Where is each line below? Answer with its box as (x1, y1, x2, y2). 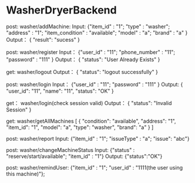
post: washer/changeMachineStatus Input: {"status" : (6, 146, 135, 153)
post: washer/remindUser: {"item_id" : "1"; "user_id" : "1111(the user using (6, 164, 183, 171)
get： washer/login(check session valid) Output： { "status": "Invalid (6, 99, 172, 106)
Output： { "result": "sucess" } (6, 36, 80, 43)
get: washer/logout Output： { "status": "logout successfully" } (6, 68, 159, 75)
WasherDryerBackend (6, 4, 117, 17)
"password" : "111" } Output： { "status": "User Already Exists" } (6, 56, 160, 63)
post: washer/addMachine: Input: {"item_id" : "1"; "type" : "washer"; (6, 23, 170, 30)
